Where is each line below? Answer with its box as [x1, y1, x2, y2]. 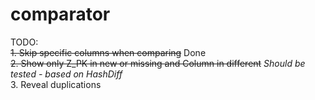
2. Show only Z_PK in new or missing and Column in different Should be [10, 57, 306, 69]
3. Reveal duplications [10, 78, 102, 90]
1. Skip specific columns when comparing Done [10, 46, 207, 58]
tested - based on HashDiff [10, 68, 123, 80]
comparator [10, 3, 111, 26]
